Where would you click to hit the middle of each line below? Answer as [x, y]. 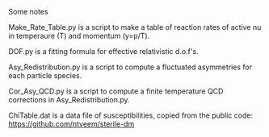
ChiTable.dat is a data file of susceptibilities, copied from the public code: [130, 115]
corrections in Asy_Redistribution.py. [69, 100]
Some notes [28, 12]
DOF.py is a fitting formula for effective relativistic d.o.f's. [104, 51]
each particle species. [45, 75]
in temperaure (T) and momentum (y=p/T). [79, 36]
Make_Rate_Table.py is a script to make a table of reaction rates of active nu [135, 27]
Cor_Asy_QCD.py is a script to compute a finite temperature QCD [116, 91]
